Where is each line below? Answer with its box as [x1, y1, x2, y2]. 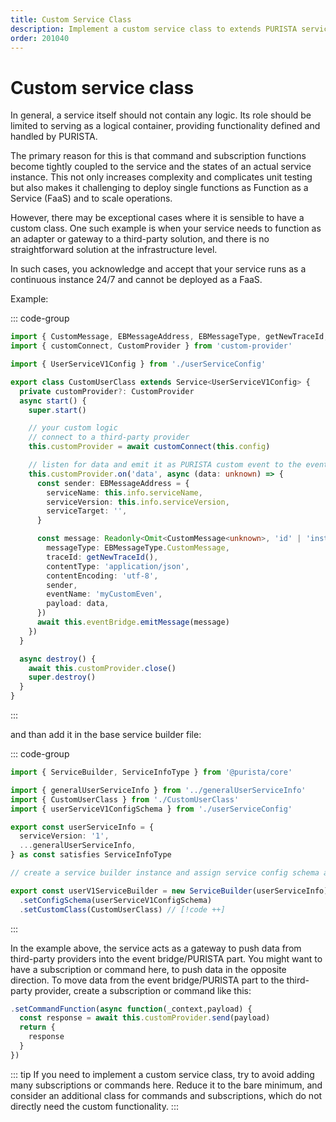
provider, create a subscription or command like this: [34, 984, 252, 996]
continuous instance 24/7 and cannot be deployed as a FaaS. [10, 274, 263, 286]
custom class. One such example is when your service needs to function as [10, 222, 322, 235]
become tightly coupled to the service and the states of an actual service [10, 161, 312, 173]
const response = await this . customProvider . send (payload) [19, 1013, 271, 1023]
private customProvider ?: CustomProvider [19, 386, 195, 396]
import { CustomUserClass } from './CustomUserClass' [10, 794, 240, 805]
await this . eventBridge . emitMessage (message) [36, 617, 230, 628]
